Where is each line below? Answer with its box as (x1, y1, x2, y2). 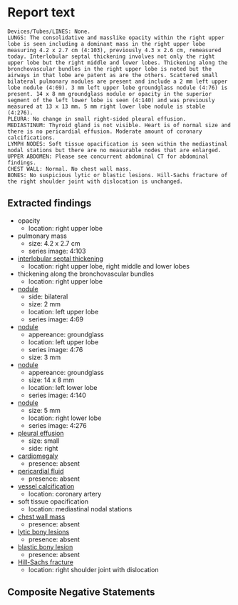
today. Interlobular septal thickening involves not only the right (7, 53, 215, 60)
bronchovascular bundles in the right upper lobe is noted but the (7, 65, 212, 72)
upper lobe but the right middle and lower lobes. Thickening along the (7, 59, 228, 66)
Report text (7, 4, 76, 21)
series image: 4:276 (28, 421, 87, 429)
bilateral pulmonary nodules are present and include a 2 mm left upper (7, 78, 228, 85)
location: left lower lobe (28, 383, 98, 391)
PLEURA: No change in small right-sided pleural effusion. (7, 115, 187, 122)
